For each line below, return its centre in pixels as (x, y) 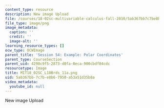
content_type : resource (29, 9)
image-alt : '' (24, 41)
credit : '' (20, 37)
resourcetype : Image (26, 69)
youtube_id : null (27, 86)
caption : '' (22, 32)
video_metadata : (21, 82)
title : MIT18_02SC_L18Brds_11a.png (41, 73)
